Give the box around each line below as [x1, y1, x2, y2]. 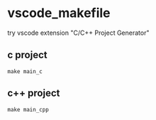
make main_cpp [7, 106, 50, 113]
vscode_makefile [7, 5, 111, 21]
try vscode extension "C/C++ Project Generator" [7, 28, 150, 37]
